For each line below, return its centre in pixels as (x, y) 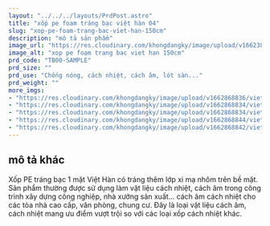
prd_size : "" (30, 68)
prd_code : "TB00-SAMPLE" (50, 61)
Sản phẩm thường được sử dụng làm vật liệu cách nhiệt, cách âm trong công (135, 188)
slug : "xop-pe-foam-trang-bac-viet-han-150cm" (88, 30)
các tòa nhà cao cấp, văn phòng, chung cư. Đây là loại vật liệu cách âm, (127, 204)
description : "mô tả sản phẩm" (61, 38)
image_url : (27, 46)
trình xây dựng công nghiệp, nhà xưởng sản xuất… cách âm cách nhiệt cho (132, 196)
